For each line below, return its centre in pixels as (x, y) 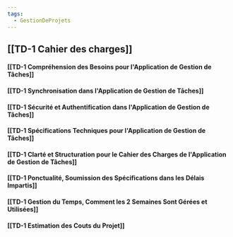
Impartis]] (22, 185)
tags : (15, 14)
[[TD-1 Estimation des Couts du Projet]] (66, 225)
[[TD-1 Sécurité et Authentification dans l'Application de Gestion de (108, 107)
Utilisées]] (23, 209)
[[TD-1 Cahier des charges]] (70, 49)
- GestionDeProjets (42, 21)
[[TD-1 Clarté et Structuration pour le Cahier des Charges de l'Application (117, 154)
